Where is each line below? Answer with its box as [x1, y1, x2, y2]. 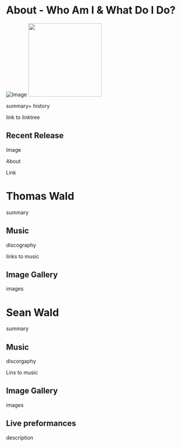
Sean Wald [6, 306, 60, 319]
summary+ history [6, 102, 50, 109]
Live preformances [6, 418, 76, 428]
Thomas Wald [6, 189, 75, 203]
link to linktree [6, 114, 40, 121]
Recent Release [6, 131, 64, 141]
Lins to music [6, 369, 39, 376]
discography [6, 241, 36, 248]
